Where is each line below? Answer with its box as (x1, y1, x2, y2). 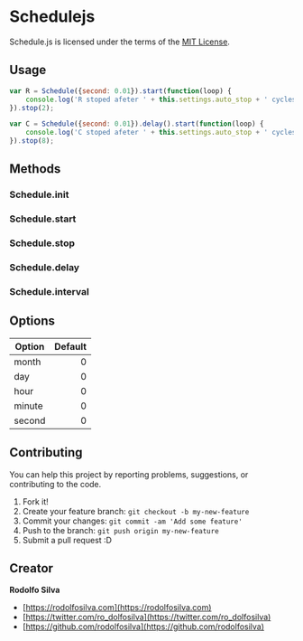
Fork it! (22, 495, 50, 507)
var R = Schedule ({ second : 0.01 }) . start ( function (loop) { (9, 86, 232, 96)
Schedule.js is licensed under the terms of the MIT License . (9, 36, 230, 47)
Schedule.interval (9, 286, 90, 297)
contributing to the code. (9, 478, 102, 489)
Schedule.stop (9, 237, 75, 250)
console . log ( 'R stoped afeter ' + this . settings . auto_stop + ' (25, 95, 269, 104)
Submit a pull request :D (22, 534, 113, 545)
